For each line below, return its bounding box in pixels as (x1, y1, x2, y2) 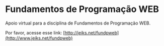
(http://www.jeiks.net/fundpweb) (5, 35, 73, 41)
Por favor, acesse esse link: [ (5, 29, 65, 35)
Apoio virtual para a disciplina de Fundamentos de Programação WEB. (5, 20, 151, 26)
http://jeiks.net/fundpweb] (64, 29, 119, 35)
